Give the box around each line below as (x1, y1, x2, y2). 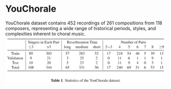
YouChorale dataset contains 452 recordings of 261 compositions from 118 (5, 20, 162, 26)
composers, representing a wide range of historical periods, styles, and (5, 25, 156, 31)
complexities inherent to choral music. (5, 31, 86, 37)
